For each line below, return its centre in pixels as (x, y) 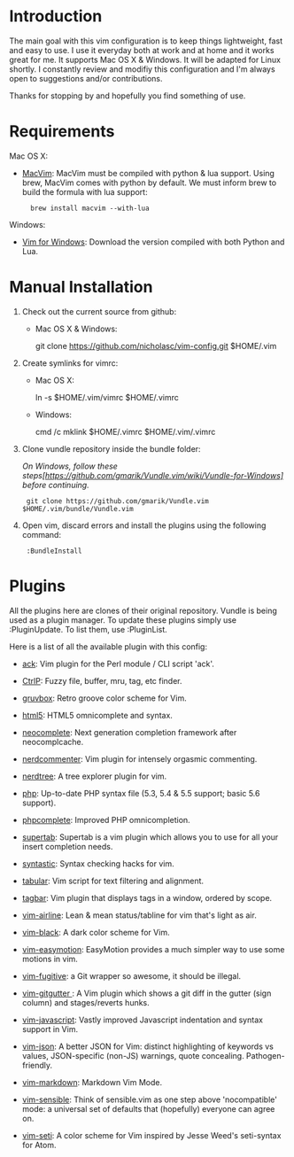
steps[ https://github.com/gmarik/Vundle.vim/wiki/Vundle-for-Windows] (153, 475)
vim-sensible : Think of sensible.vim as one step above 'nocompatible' (149, 1099)
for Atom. (39, 1145)
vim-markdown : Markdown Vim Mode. (92, 1082)
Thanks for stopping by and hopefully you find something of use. (128, 96)
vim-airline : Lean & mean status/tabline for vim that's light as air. (139, 915)
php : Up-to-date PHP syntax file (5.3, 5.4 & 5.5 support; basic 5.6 (141, 793)
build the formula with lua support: (85, 191)
